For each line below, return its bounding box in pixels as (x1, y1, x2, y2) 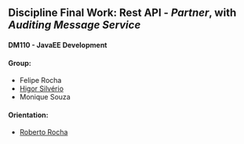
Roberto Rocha (19, 128, 68, 137)
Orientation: (8, 110, 49, 120)
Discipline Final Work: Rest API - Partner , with (8, 6, 237, 20)
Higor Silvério (19, 84, 64, 93)
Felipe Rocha (19, 76, 62, 85)
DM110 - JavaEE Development (8, 40, 107, 49)
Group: (8, 58, 31, 67)
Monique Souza (19, 92, 71, 102)
